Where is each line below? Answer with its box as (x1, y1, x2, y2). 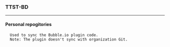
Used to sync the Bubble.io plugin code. (10, 32, 99, 37)
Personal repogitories (5, 21, 52, 27)
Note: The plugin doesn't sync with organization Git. (10, 36, 128, 42)
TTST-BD (5, 3, 29, 10)
